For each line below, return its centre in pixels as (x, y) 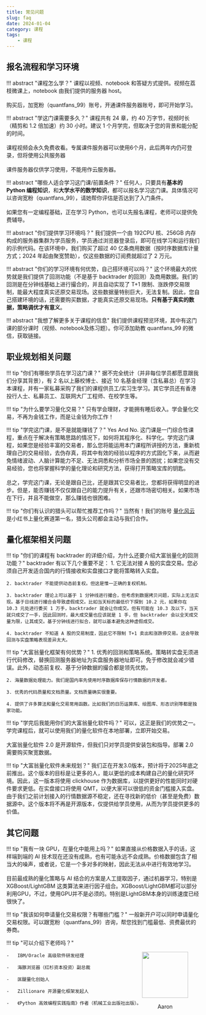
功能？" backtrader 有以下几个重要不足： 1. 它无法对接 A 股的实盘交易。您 (100, 563)
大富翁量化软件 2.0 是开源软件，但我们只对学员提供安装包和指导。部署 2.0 (100, 745)
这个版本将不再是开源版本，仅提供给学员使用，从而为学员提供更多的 (113, 804)
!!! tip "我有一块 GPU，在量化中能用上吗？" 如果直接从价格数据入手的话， (98, 849)
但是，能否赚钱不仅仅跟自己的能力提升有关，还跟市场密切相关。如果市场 (108, 490)
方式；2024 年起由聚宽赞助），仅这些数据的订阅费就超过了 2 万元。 (91, 256)
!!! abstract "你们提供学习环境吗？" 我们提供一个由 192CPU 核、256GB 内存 (101, 233)
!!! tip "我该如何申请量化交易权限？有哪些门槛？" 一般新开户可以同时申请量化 (103, 915)
